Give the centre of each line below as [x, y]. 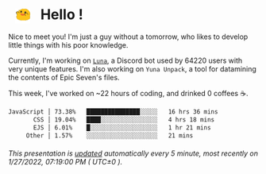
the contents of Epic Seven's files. [64, 78]
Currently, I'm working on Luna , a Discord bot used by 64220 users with [125, 60]
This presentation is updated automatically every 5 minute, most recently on [133, 153]
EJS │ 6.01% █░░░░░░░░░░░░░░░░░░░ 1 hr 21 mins [122, 128]
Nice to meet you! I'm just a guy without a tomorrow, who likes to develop [128, 37]
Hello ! [62, 15]
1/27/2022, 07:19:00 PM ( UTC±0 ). [66, 161]
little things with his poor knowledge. [68, 45]
